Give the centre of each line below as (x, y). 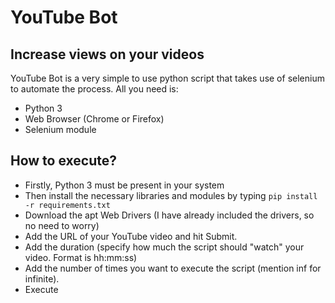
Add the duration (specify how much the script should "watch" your (164, 247)
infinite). (42, 278)
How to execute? (63, 161)
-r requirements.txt (67, 205)
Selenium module (60, 129)
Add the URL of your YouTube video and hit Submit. (131, 236)
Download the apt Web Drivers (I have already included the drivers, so (169, 215)
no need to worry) (62, 225)
